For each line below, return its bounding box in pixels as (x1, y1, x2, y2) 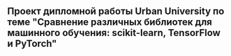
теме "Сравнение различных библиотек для (7, 17, 213, 28)
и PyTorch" (7, 38, 57, 50)
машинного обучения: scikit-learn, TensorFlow (7, 27, 221, 39)
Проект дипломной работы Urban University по (7, 6, 225, 17)
